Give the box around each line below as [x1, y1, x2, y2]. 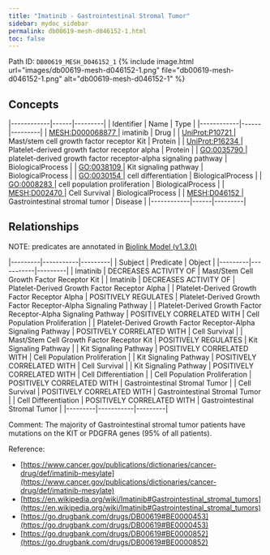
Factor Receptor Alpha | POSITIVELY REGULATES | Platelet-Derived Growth [8, 291, 261, 301]
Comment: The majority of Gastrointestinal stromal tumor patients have [8, 419, 246, 429]
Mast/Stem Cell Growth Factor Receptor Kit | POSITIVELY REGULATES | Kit [8, 334, 258, 345]
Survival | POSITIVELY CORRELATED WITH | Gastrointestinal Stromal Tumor [8, 386, 261, 396]
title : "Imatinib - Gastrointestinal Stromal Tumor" [8, 11, 191, 20]
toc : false [8, 34, 45, 43]
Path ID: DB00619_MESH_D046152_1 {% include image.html [8, 57, 195, 67]
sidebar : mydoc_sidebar [8, 19, 89, 28]
